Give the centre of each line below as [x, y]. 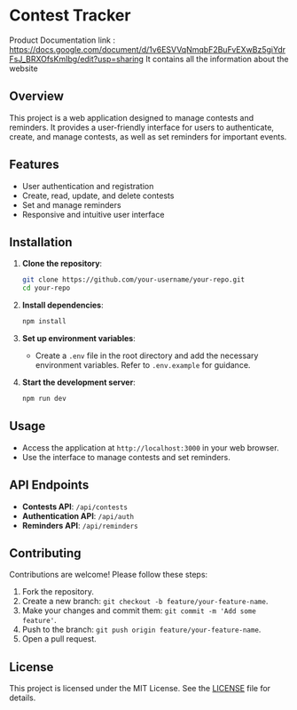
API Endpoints [49, 485]
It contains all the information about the [217, 59]
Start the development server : [78, 382]
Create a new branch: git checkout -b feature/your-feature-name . [145, 602]
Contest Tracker [70, 16]
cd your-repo [46, 288]
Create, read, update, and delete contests [98, 195]
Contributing [45, 553]
